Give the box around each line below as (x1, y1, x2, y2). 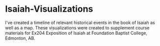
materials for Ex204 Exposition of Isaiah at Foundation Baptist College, (5, 30, 148, 36)
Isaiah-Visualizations (5, 3, 93, 15)
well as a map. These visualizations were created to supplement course (5, 24, 150, 30)
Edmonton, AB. (5, 35, 35, 41)
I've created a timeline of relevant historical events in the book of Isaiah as (5, 20, 156, 25)
